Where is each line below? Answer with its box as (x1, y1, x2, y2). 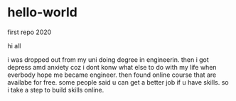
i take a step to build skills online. (7, 85, 104, 94)
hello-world (7, 4, 78, 21)
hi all (7, 41, 21, 50)
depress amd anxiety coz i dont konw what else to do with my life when (7, 63, 217, 71)
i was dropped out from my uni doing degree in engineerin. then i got (7, 55, 210, 64)
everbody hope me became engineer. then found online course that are (7, 70, 217, 79)
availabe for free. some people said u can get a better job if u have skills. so (7, 78, 229, 86)
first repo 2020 (7, 28, 52, 36)
